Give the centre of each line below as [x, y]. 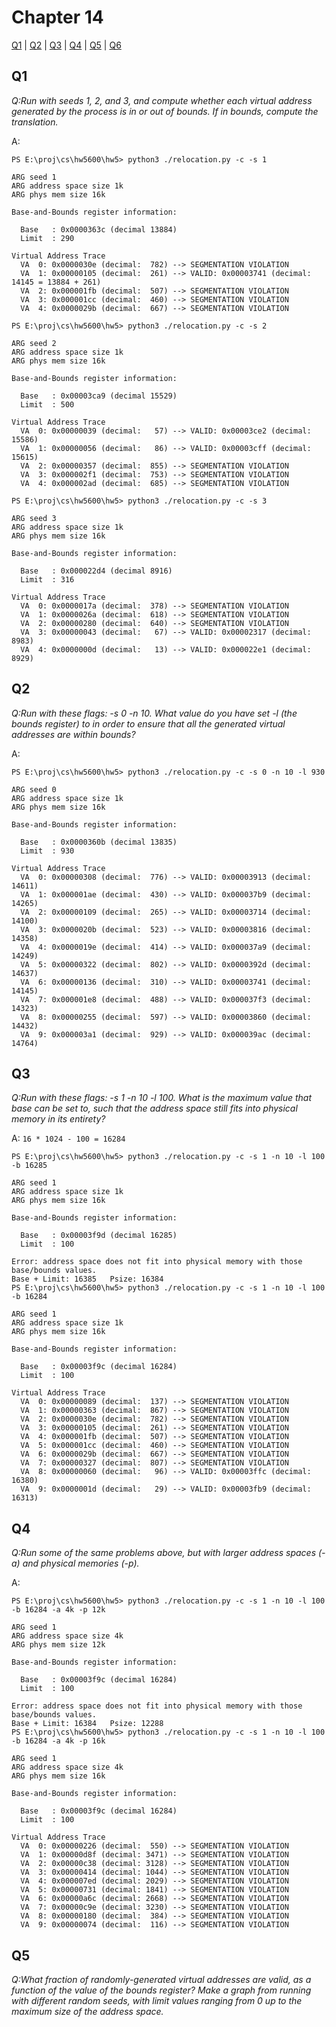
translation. [35, 122]
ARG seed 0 [34, 789]
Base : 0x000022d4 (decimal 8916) [96, 571]
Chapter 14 [57, 17]
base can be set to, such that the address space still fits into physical [154, 1108]
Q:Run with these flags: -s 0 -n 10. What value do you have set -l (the [154, 713]
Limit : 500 [47, 404]
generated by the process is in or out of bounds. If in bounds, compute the [165, 111]
